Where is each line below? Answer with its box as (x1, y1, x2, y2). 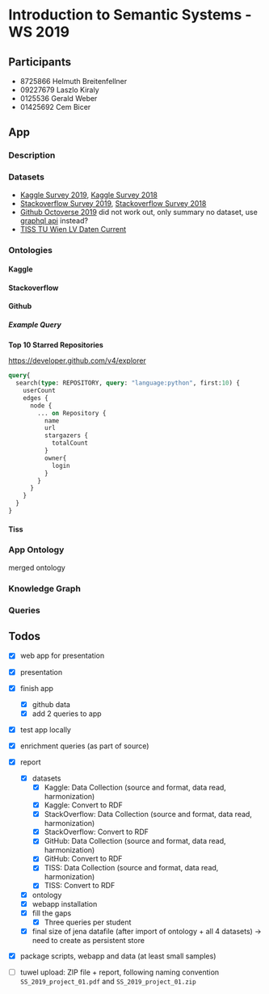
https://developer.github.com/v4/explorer (8, 356, 147, 365)
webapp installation (32, 899, 98, 908)
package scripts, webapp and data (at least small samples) (19, 951, 216, 961)
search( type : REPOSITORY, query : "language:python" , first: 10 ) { (15, 379, 241, 387)
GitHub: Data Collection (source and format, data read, (44, 836, 226, 846)
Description (8, 150, 56, 161)
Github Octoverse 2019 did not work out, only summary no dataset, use (19, 207, 258, 217)
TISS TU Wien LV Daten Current (19, 224, 127, 234)
